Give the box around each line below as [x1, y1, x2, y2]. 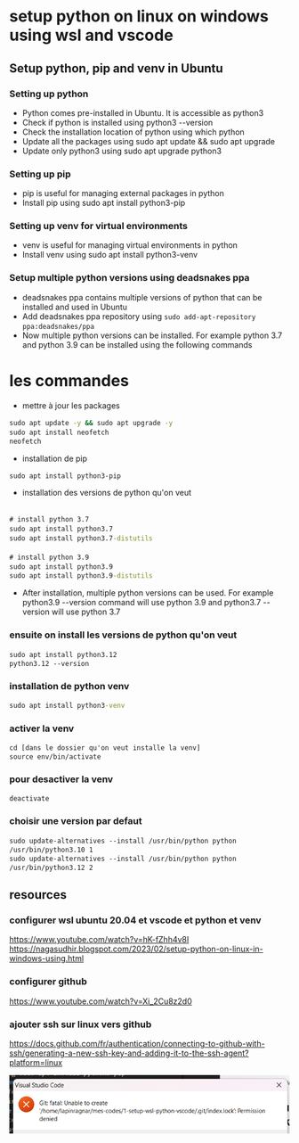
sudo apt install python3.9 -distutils [9, 571, 153, 580]
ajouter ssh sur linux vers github [9, 1018, 152, 1031]
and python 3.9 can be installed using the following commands [21, 339, 253, 349]
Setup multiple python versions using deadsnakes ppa [9, 272, 250, 284]
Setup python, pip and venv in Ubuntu [9, 61, 224, 76]
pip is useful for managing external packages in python [21, 188, 225, 199]
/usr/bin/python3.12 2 [9, 863, 93, 872]
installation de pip [21, 453, 87, 465]
